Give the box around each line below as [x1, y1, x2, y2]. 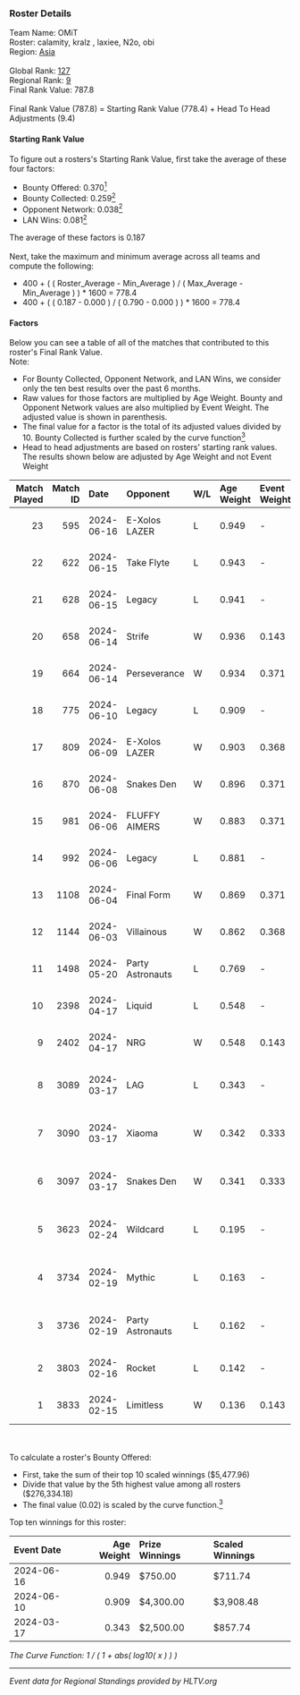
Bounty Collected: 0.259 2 [21, 192, 116, 203]
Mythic [126, 1271, 156, 1283]
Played [13, 493, 44, 506]
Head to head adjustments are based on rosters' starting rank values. [21, 441, 278, 452]
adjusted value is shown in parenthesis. [21, 412, 168, 422]
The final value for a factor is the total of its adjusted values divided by [21, 422, 281, 432]
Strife [126, 630, 150, 643]
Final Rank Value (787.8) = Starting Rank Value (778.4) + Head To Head [9, 104, 271, 115]
